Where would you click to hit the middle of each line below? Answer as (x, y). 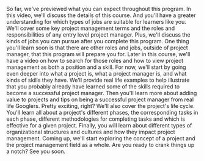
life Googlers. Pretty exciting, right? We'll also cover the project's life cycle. (100, 106)
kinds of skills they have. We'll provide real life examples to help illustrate (98, 80)
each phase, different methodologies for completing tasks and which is (96, 119)
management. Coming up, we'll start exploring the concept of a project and (101, 138)
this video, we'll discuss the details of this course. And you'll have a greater (101, 15)
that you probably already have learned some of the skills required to (93, 87)
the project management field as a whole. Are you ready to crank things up (100, 145)
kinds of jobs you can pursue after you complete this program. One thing (98, 41)
